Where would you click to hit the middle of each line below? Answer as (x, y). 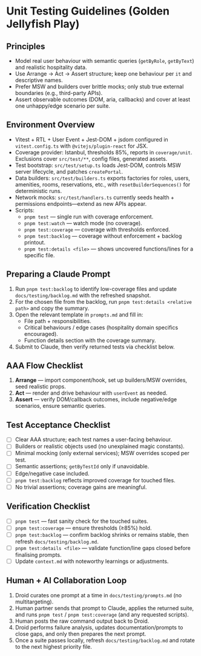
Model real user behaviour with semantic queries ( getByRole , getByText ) (105, 61)
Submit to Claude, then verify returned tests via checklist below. (95, 347)
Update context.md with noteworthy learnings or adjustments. (92, 561)
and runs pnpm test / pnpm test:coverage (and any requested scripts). (102, 614)
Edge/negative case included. (52, 473)
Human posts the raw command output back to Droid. (82, 621)
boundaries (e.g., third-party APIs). (59, 93)
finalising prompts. (38, 554)
